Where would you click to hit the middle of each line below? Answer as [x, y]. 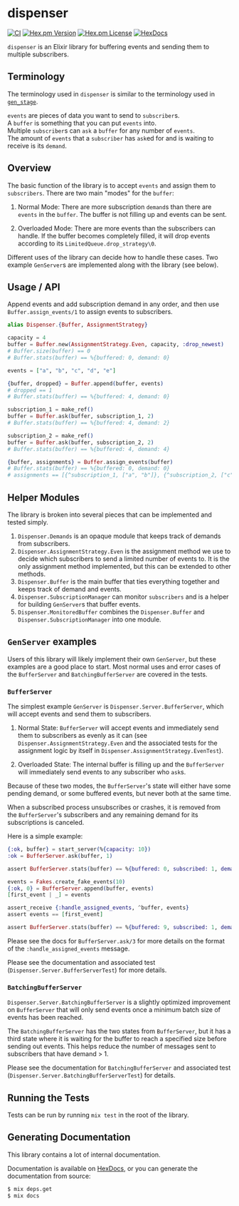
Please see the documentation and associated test [81, 962]
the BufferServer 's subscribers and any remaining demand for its [103, 815]
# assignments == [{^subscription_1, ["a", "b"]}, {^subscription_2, [113, 475]
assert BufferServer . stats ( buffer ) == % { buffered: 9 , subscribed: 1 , [113, 928]
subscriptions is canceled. [46, 823]
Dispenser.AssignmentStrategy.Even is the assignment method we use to [124, 551]
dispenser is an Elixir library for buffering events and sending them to [108, 46]
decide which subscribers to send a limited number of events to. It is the [123, 559]
